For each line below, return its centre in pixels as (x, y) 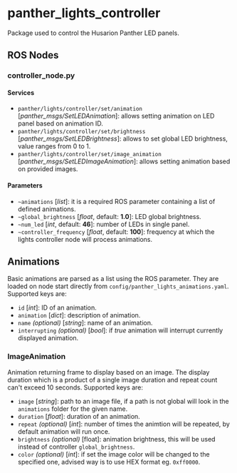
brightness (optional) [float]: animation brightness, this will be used (116, 439)
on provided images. (48, 169)
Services (21, 92)
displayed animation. (48, 338)
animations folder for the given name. (73, 409)
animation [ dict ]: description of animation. (79, 315)
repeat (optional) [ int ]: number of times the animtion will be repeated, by (123, 424)
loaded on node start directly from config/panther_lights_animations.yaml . (118, 286)
